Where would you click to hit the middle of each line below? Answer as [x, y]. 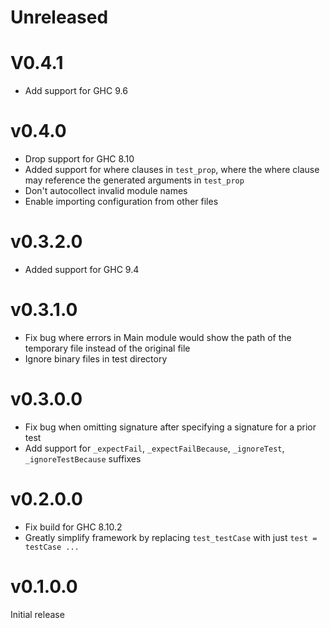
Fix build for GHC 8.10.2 [73, 527]
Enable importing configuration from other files [121, 202]
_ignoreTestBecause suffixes [83, 458]
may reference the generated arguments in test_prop [134, 180]
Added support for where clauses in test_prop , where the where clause [172, 170]
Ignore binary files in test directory [96, 358]
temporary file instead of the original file [107, 348]
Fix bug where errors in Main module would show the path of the [158, 337]
